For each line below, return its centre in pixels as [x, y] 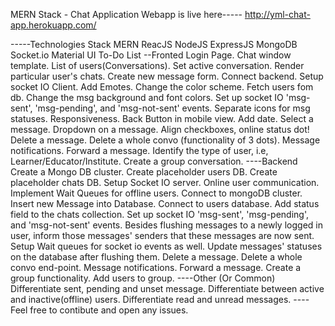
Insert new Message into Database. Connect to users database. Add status [165, 203]
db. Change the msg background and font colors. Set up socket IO [147, 97]
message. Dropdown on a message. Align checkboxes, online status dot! [160, 129]
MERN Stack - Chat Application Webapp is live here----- [126, 14]
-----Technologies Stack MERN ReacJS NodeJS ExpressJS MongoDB [154, 44]
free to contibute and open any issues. [109, 310]
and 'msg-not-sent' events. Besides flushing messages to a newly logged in [166, 225]
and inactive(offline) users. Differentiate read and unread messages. [151, 299]
